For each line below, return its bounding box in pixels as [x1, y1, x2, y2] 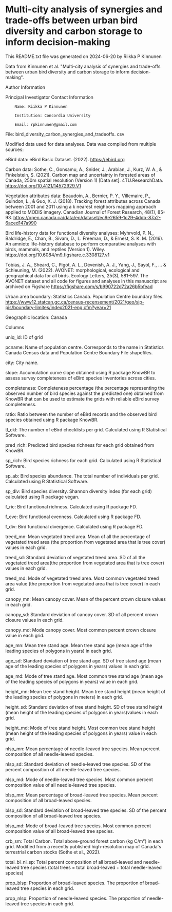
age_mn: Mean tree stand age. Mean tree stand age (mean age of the [5, 642, 152, 648]
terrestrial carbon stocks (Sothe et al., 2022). [5, 849, 101, 855]
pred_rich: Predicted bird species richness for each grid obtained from [5, 442, 155, 448]
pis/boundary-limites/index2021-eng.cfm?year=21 [5, 304, 111, 310]
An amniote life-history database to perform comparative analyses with [5, 240, 156, 247]
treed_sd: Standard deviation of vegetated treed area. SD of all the [5, 554, 145, 560]
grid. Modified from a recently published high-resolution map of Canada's [5, 843, 162, 849]
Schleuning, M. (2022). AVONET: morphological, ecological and [5, 267, 140, 273]
